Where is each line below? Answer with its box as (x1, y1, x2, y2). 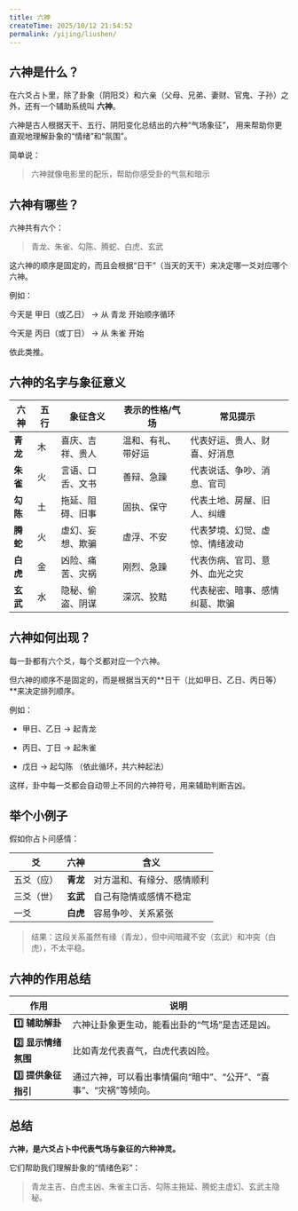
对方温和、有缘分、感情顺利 (93, 874, 210, 886)
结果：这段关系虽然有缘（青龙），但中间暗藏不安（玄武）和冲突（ (30, 931, 269, 942)
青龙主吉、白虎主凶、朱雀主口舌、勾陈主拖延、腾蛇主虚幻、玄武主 (30, 1182, 272, 1192)
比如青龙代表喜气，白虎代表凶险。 (72, 1044, 216, 1057)
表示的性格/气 (123, 403, 181, 416)
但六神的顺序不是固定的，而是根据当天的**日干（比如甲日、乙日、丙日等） (9, 674, 282, 685)
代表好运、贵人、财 (190, 434, 271, 447)
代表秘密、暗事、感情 (190, 583, 279, 596)
